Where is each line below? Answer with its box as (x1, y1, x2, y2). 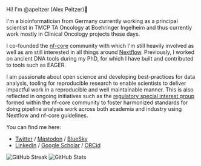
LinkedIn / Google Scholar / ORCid (15, 142, 101, 148)
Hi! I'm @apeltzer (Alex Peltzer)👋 (6, 6, 88, 13)
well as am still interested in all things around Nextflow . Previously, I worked (6, 48, 195, 56)
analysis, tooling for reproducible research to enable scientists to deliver (6, 79, 186, 87)
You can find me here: (6, 124, 62, 130)
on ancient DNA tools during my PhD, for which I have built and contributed (6, 55, 194, 62)
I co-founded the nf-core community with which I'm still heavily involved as (6, 42, 194, 49)
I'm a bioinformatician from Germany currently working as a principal (6, 18, 179, 24)
